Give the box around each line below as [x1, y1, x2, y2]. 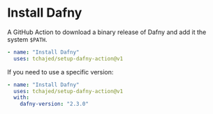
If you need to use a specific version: [7, 67, 114, 76]
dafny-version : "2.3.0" [20, 101, 89, 108]
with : [13, 94, 30, 101]
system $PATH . [7, 35, 47, 43]
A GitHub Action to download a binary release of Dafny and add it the [7, 28, 207, 36]
